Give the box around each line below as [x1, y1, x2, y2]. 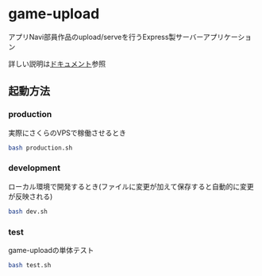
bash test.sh [8, 261, 52, 269]
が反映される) [8, 192, 53, 201]
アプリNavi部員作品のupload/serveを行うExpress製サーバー [8, 32, 204, 41]
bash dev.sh [8, 208, 48, 216]
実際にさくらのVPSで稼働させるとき [8, 128, 127, 138]
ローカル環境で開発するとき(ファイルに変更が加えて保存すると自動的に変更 [8, 181, 254, 191]
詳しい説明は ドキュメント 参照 [8, 59, 106, 68]
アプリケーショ [202, 32, 252, 41]
